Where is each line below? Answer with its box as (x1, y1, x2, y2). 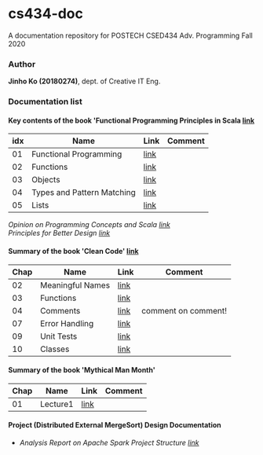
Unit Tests (40, 331, 78, 342)
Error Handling (40, 317, 94, 328)
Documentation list (8, 96, 82, 107)
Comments (40, 305, 81, 316)
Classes (40, 343, 70, 354)
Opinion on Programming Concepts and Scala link (8, 220, 170, 229)
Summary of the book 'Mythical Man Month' (8, 365, 155, 375)
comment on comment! (141, 305, 228, 316)
